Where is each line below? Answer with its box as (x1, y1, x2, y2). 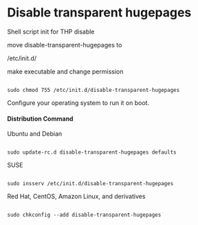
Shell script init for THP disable (7, 27, 95, 36)
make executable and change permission (7, 67, 124, 75)
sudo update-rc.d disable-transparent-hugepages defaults (7, 149, 177, 156)
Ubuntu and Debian (7, 130, 63, 138)
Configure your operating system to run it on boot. (7, 98, 150, 107)
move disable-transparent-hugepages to (7, 40, 122, 49)
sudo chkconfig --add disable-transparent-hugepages (7, 211, 162, 219)
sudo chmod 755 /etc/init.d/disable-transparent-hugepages (7, 86, 180, 93)
